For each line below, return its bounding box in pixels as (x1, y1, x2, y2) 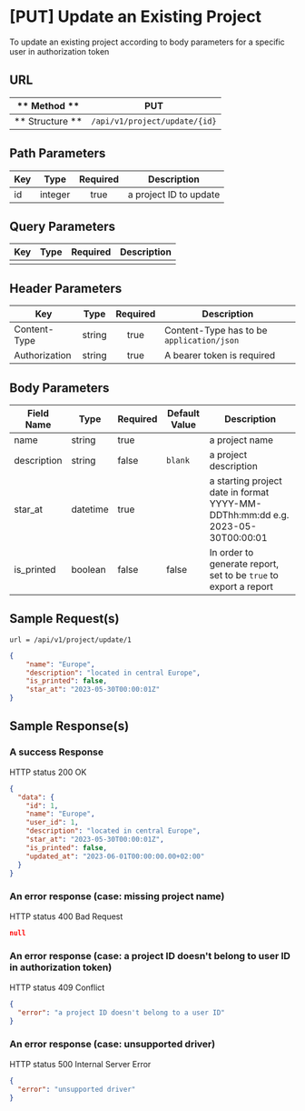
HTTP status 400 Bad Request (9, 911, 123, 922)
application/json (164, 335, 240, 346)
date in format (209, 486, 270, 498)
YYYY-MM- (209, 497, 262, 510)
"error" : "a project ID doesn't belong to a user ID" (17, 1007, 225, 1017)
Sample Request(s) (9, 611, 120, 626)
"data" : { (17, 793, 54, 802)
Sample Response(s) (9, 718, 130, 734)
